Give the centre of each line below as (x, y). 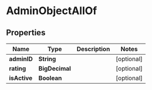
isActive (21, 78)
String (47, 59)
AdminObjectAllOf (52, 11)
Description (93, 49)
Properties (26, 33)
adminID (21, 59)
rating (18, 69)
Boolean (50, 78)
